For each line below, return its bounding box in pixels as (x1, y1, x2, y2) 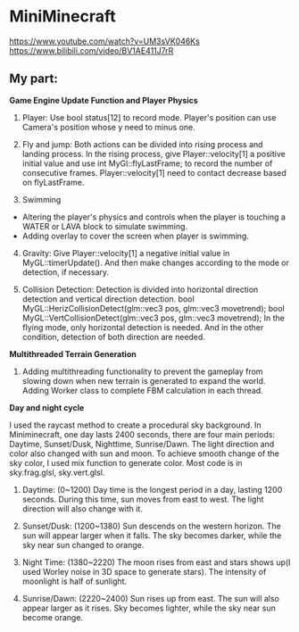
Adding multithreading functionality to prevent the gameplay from (21, 366, 263, 377)
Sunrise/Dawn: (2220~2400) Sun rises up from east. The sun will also (21, 593, 279, 603)
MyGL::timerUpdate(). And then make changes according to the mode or (21, 257, 290, 268)
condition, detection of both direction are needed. (21, 331, 205, 342)
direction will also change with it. (21, 503, 143, 514)
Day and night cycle (9, 402, 85, 412)
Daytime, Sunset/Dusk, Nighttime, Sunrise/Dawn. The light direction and (9, 438, 275, 449)
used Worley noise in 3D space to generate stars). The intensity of (21, 566, 267, 577)
